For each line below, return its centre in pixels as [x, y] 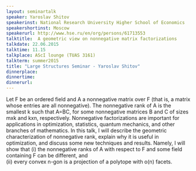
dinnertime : [21, 77]
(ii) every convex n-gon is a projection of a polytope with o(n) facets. [89, 162]
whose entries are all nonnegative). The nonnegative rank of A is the [89, 105]
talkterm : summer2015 [33, 61]
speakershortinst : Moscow [38, 28]
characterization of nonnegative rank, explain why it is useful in [83, 137]
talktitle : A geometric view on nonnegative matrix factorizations [92, 39]
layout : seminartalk [31, 11]
